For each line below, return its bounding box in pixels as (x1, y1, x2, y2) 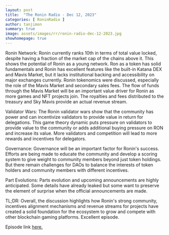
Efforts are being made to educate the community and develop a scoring (5, 151, 158, 157)
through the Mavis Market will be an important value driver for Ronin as (5, 88, 154, 94)
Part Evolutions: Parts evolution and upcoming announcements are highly (5, 177, 159, 183)
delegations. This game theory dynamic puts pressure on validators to (5, 119, 152, 125)
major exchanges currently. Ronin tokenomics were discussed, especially (5, 77, 159, 83)
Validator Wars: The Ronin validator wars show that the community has (5, 108, 154, 115)
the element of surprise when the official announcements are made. (5, 188, 148, 194)
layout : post (5, 7, 33, 13)
